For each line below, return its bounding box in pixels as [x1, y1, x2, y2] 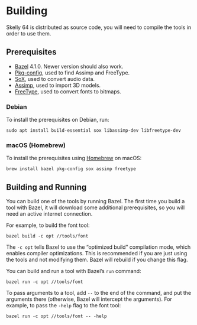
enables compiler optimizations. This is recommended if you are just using [6, 250, 188, 257]
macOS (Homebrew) [6, 141, 66, 149]
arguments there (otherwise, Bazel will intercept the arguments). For [6, 295, 173, 303]
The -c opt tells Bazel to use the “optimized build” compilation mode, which [6, 243, 191, 251]
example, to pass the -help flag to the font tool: [6, 302, 121, 309]
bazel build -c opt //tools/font [6, 233, 89, 239]
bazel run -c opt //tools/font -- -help [6, 313, 108, 320]
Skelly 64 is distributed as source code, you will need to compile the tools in [6, 24, 192, 31]
